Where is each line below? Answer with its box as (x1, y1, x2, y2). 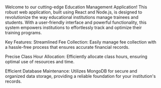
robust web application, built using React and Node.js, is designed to (5, 9, 142, 15)
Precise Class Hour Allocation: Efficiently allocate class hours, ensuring (5, 54, 148, 59)
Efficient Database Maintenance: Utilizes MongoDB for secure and (5, 68, 137, 74)
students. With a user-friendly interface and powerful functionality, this (5, 19, 147, 25)
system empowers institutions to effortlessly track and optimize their (5, 25, 142, 30)
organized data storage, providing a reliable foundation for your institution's (5, 73, 156, 79)
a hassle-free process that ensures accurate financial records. (5, 44, 129, 50)
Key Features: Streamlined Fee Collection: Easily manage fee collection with (5, 39, 157, 45)
